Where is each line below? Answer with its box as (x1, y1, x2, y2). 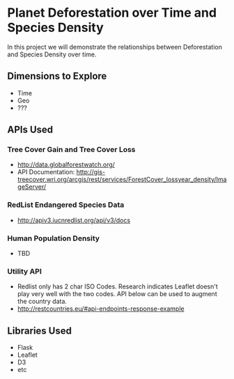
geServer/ (17, 183, 47, 191)
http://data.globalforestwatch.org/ (17, 160, 115, 169)
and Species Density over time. (7, 50, 97, 59)
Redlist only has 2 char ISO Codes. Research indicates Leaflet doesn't (17, 282, 218, 291)
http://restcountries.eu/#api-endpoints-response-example (17, 304, 185, 313)
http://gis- (76, 168, 106, 176)
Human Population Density (7, 233, 100, 243)
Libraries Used (7, 325, 72, 337)
